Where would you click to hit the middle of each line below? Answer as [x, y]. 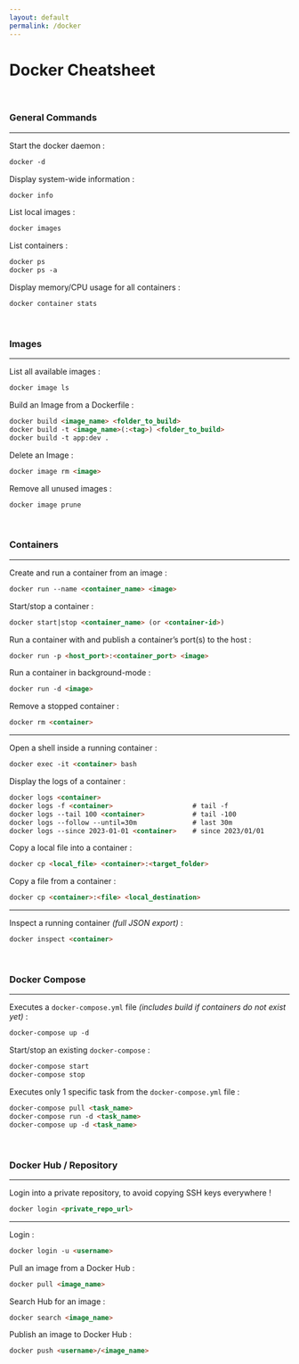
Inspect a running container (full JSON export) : [96, 923]
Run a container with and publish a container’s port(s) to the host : [130, 640]
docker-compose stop [48, 1075]
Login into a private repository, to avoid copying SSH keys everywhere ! [140, 1193]
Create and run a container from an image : [88, 573]
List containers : [39, 245]
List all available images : [55, 372]
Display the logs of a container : [68, 781]
